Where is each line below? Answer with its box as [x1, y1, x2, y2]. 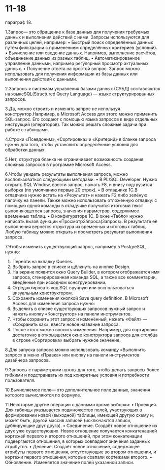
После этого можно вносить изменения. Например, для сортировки [12, 326, 157, 332]
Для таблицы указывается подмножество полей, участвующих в [5, 407, 142, 413]
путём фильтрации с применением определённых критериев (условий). [5, 44, 158, 50]
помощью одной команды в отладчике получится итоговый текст [5, 202, 143, 208]
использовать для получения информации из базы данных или [5, 71, 138, 77]
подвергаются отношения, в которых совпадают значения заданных [5, 438, 150, 444]
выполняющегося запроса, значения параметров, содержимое [5, 208, 139, 214]
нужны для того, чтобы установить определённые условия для [5, 141, 138, 147]
